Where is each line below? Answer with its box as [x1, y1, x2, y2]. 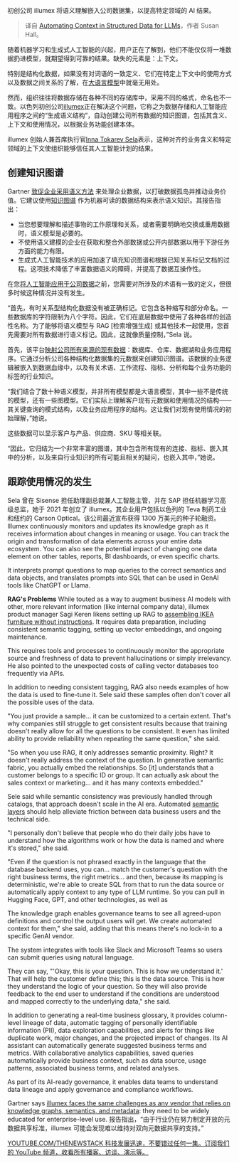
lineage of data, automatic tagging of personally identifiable [22, 1018, 198, 1026]
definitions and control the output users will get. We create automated [7, 916, 212, 925]
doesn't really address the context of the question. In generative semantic [7, 755, 224, 764]
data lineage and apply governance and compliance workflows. [7, 1085, 193, 1093]
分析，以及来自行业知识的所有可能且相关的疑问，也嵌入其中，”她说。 [19, 452, 219, 461]
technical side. [7, 814, 51, 823]
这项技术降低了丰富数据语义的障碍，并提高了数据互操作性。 [30, 264, 205, 272]
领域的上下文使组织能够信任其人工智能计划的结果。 [7, 144, 157, 152]
